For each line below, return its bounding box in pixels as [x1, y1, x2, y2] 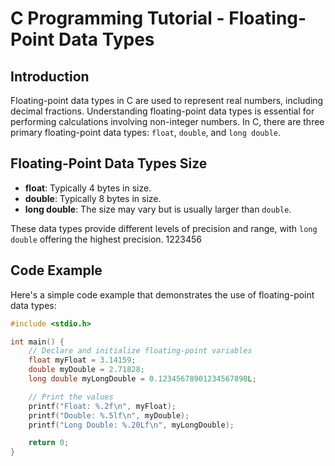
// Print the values [28, 392, 114, 402]
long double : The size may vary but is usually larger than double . [24, 203, 292, 215]
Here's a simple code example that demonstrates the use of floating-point [10, 288, 315, 301]
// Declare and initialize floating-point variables [28, 346, 253, 356]
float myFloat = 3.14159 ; [28, 355, 137, 366]
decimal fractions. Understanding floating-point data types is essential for [10, 105, 315, 117]
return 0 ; [28, 438, 70, 448]
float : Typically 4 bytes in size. [24, 182, 152, 194]
